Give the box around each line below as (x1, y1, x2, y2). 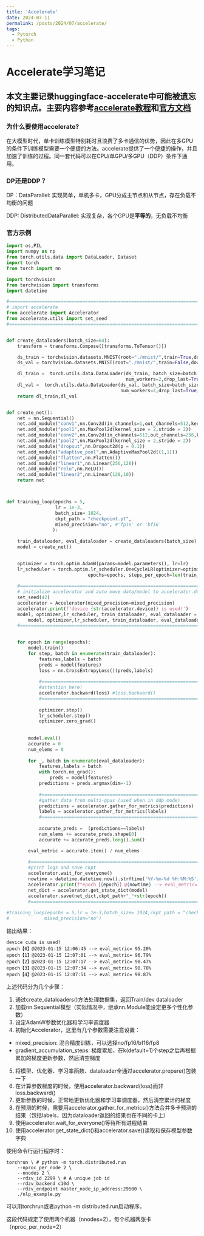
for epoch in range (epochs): (17, 639, 91, 645)
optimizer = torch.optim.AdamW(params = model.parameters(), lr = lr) (17, 560, 189, 566)
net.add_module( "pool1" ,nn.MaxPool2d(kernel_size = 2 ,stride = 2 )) (17, 426, 191, 433)
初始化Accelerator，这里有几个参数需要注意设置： (15, 1027, 141, 1034)
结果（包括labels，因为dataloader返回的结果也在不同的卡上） (15, 1112, 169, 1119)
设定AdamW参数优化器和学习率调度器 (15, 1019, 110, 1026)
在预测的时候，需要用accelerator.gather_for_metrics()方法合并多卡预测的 (15, 1104, 197, 1112)
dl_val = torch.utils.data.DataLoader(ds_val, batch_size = (17, 382, 172, 389)
